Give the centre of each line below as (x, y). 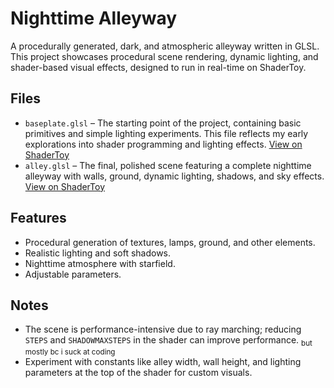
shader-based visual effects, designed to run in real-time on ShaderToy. (158, 67)
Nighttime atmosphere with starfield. (100, 263)
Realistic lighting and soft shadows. (98, 253)
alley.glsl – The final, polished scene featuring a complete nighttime (168, 165)
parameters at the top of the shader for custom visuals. (138, 373)
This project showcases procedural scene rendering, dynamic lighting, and (164, 56)
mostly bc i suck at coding (70, 352)
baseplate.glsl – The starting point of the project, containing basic (163, 123)
